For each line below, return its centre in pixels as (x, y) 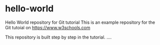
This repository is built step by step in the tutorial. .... (58, 37)
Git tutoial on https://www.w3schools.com (48, 27)
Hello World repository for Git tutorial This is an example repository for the (80, 22)
